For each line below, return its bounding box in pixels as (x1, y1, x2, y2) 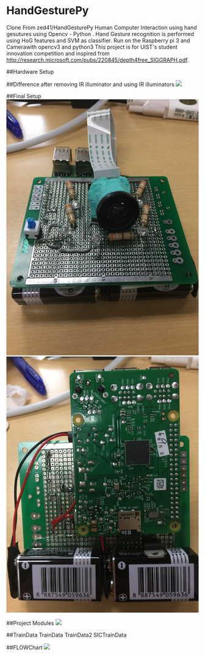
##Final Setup (6, 92, 41, 99)
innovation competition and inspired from (6, 49, 110, 57)
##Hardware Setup (6, 68, 54, 75)
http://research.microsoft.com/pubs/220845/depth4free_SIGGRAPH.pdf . (6, 56, 189, 63)
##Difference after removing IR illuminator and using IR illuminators (6, 80, 175, 88)
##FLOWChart (6, 644, 43, 651)
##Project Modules (6, 619, 55, 627)
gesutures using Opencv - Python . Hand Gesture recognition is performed (6, 30, 194, 37)
